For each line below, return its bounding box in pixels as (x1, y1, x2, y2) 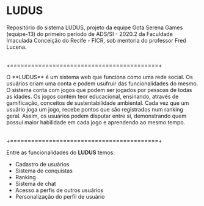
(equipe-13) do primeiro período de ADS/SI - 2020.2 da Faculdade (6, 30, 173, 37)
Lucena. (6, 43, 27, 51)
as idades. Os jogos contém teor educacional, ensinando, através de (6, 93, 179, 100)
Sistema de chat (15, 180, 56, 187)
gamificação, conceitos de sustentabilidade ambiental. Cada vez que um (6, 99, 189, 107)
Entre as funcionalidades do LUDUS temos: (6, 149, 115, 156)
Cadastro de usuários (15, 160, 70, 168)
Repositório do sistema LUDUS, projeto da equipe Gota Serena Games (6, 24, 183, 31)
